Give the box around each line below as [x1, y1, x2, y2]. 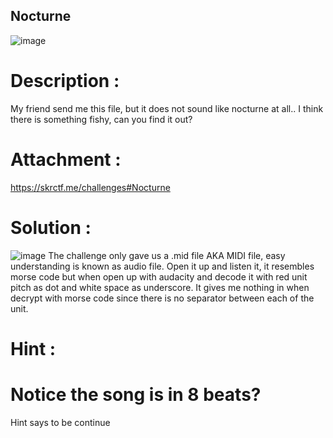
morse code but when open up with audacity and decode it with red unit [10, 270, 308, 283]
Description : [10, 70, 120, 92]
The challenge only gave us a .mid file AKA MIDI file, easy [48, 249, 286, 261]
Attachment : [10, 148, 122, 171]
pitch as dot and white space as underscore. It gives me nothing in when [10, 281, 310, 293]
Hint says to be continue [10, 416, 111, 428]
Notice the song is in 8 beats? [10, 384, 262, 406]
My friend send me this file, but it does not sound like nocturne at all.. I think [10, 102, 324, 114]
